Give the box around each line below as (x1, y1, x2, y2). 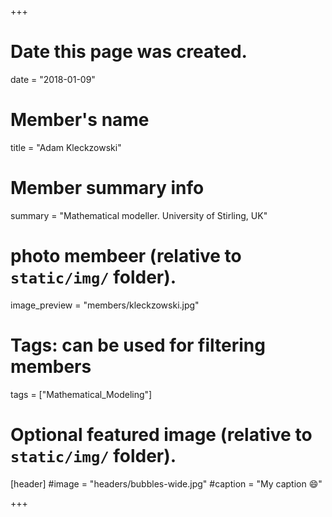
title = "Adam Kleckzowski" (10, 141, 122, 153)
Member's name (10, 109, 150, 131)
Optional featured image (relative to (10, 423, 313, 446)
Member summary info (10, 177, 205, 200)
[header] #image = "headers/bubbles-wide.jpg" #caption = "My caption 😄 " (10, 477, 323, 490)
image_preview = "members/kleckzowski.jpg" (10, 299, 200, 311)
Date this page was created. (10, 41, 248, 63)
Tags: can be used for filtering (10, 334, 266, 356)
